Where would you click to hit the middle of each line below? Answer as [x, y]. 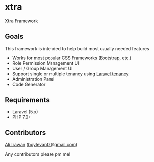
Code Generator [29, 84]
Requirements [27, 100]
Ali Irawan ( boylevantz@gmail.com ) [41, 145]
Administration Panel [33, 79]
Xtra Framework [22, 21]
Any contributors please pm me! [38, 154]
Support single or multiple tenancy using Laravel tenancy [70, 74]
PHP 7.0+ [22, 117]
